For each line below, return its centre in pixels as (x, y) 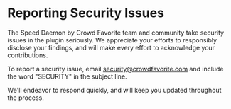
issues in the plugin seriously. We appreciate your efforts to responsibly (112, 40)
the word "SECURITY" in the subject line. (67, 76)
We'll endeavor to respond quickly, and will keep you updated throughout (114, 90)
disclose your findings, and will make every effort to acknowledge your (111, 47)
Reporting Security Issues (86, 13)
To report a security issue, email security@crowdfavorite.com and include (116, 69)
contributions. (28, 55)
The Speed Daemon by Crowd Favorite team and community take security (116, 33)
